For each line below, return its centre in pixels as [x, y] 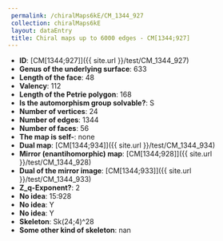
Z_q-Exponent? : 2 [50, 188]
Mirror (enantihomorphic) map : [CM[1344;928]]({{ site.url [115, 154]
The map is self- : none [57, 137]
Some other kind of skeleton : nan [75, 230]
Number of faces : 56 [54, 128]
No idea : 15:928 [45, 196]
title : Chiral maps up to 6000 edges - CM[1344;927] [101, 38]
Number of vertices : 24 [58, 112]
